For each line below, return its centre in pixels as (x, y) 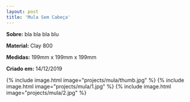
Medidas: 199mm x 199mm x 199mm (51, 57)
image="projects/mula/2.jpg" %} (46, 93)
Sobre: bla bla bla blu (33, 34)
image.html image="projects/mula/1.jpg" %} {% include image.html (89, 86)
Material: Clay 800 (29, 46)
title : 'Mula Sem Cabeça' (38, 17)
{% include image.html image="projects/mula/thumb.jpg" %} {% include (95, 80)
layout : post (22, 12)
